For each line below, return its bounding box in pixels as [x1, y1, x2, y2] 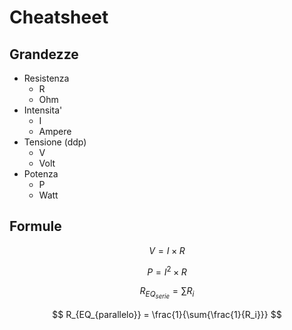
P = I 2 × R [147, 264, 187, 278]
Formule [9, 218, 62, 235]
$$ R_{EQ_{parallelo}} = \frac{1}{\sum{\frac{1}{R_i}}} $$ [52, 308, 282, 320]
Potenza [23, 168, 59, 180]
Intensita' [23, 104, 63, 116]
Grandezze [9, 46, 79, 63]
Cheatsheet [9, 6, 109, 29]
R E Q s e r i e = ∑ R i [139, 285, 195, 301]
